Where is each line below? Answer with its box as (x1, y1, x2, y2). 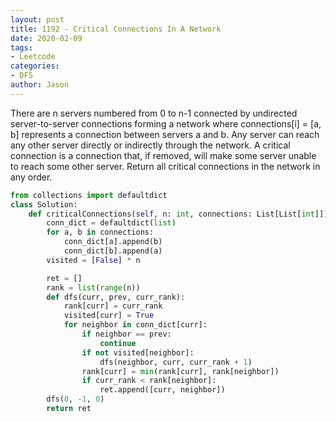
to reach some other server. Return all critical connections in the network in (10, 160, 321, 172)
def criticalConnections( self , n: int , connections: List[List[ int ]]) (28, 209, 329, 219)
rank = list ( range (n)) (46, 282, 141, 293)
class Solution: (10, 199, 78, 210)
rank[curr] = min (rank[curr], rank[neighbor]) (81, 366, 280, 376)
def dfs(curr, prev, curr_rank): (46, 292, 186, 302)
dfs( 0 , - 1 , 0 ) (46, 394, 105, 405)
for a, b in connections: (46, 227, 155, 238)
